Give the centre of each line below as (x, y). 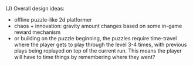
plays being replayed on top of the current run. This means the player (98, 51)
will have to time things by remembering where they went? (84, 57)
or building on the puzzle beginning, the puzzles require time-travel (95, 38)
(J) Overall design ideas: (35, 8)
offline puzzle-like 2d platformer (53, 20)
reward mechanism (37, 32)
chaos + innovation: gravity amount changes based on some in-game (98, 26)
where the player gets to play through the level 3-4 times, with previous (100, 44)
